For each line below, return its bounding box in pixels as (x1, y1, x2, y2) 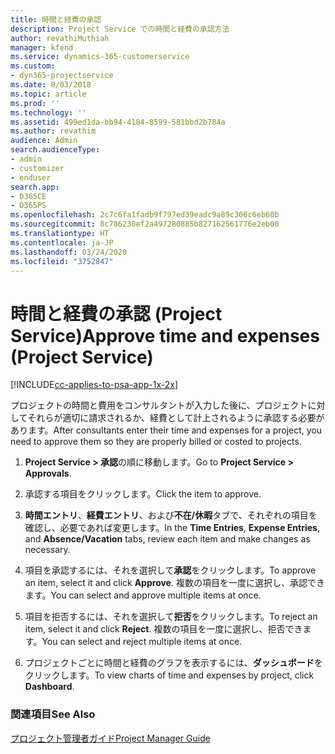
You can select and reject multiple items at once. (41, 636, 243, 648)
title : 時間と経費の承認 (10, 14, 102, 25)
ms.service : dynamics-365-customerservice (10, 52, 190, 62)
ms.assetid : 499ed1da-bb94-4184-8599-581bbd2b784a (10, 117, 226, 127)
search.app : (10, 182, 60, 192)
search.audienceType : (10, 145, 101, 155)
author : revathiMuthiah (10, 33, 110, 43)
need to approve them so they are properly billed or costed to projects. (10, 436, 302, 448)
